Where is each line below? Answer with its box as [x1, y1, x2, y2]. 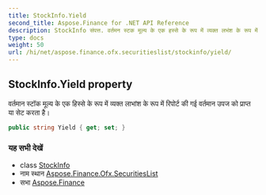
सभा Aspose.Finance [19, 178, 85, 187]
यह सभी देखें [8, 142, 44, 153]
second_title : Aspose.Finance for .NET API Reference [8, 19, 190, 27]
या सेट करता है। [8, 108, 50, 117]
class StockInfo [19, 160, 70, 170]
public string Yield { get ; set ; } [8, 124, 126, 132]
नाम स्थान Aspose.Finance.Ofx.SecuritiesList [19, 168, 158, 178]
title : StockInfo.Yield [8, 11, 87, 20]
